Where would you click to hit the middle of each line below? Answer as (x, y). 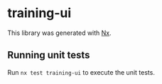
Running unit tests (49, 55)
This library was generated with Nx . (59, 33)
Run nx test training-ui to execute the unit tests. (81, 72)
